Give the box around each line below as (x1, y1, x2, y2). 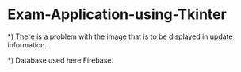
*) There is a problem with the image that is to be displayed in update (7, 32, 233, 41)
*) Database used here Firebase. (7, 55, 114, 65)
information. (7, 40, 48, 49)
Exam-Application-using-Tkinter (7, 6, 227, 24)
